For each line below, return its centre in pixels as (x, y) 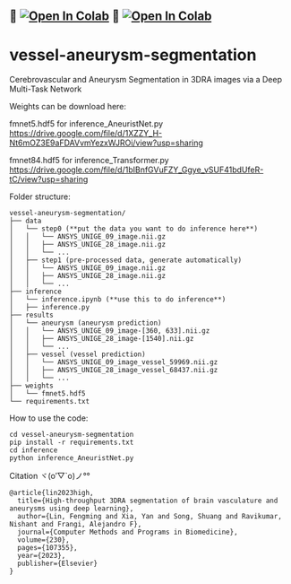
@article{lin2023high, (51, 493)
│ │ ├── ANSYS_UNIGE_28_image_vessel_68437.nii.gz (114, 370)
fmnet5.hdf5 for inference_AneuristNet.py (86, 124)
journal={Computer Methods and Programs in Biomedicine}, (128, 532)
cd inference (34, 450)
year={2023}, (42, 556)
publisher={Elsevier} (58, 564)
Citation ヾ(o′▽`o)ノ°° (50, 476)
